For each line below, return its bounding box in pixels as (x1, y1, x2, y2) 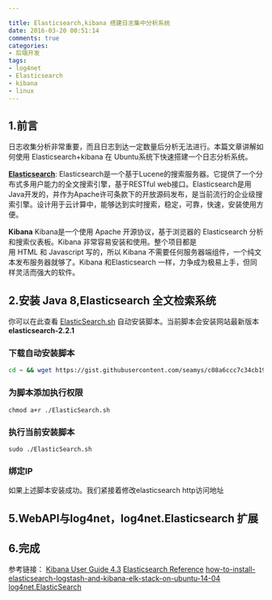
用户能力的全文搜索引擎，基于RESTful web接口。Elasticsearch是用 (29, 179, 252, 189)
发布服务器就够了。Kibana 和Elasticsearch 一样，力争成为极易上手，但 (15, 257, 251, 268)
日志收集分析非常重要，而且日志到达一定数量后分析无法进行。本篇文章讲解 (8, 142, 257, 152)
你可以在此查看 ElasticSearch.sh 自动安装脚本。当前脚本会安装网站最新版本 (8, 317, 260, 327)
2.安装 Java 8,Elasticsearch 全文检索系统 (8, 294, 217, 307)
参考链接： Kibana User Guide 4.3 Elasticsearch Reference (8, 564, 204, 574)
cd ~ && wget (8, 366, 53, 375)
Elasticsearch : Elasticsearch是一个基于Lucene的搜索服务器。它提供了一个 (8, 169, 257, 179)
